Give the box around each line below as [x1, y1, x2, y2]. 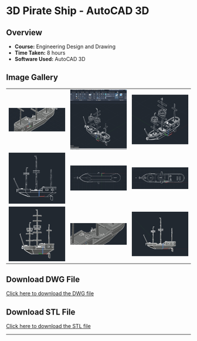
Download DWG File [6, 274, 80, 284]
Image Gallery [6, 72, 59, 83]
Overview [6, 28, 43, 38]
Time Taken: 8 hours [14, 49, 66, 56]
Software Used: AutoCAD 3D [14, 56, 86, 62]
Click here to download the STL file [6, 323, 91, 330]
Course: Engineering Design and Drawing [14, 43, 116, 50]
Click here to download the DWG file [6, 290, 94, 297]
